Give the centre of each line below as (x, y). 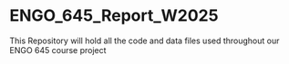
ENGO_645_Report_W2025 (114, 16)
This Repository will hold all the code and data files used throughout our (144, 41)
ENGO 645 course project (58, 50)
